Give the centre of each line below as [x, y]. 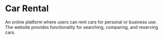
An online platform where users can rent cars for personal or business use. [81, 22]
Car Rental [27, 9]
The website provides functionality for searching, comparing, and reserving [82, 27]
